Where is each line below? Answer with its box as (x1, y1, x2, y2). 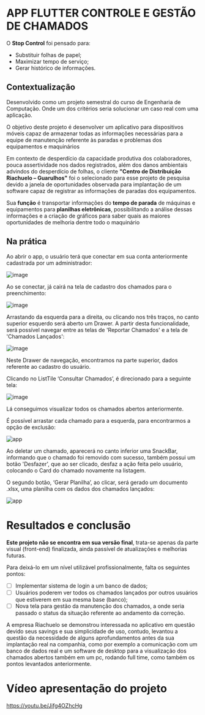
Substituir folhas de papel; (15, 51, 82, 58)
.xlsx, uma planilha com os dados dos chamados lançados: (6, 485, 155, 493)
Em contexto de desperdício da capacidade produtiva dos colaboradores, (6, 154, 192, 162)
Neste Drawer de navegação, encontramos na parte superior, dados (6, 356, 178, 364)
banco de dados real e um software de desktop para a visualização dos (6, 647, 187, 654)
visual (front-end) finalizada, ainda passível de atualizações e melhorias (6, 545, 188, 553)
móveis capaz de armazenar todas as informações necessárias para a (6, 129, 184, 137)
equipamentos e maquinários (6, 143, 80, 150)
